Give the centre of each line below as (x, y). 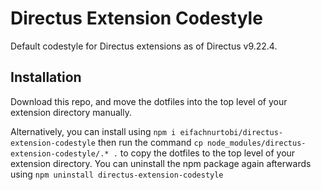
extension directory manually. (71, 112)
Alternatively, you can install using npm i (93, 131)
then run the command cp (150, 142)
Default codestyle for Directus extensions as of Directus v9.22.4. (144, 46)
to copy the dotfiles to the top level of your (207, 153)
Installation (46, 77)
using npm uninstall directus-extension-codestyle (117, 174)
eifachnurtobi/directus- (231, 132)
